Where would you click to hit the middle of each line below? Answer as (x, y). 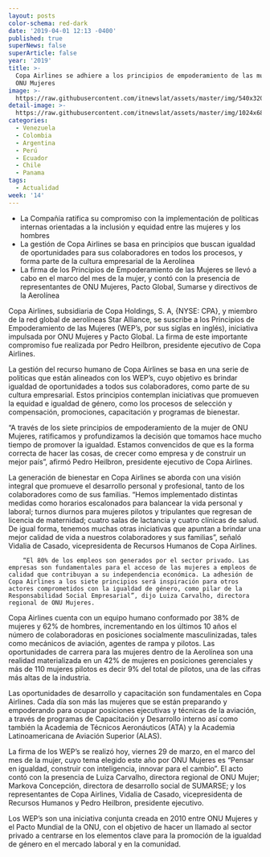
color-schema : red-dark (48, 23)
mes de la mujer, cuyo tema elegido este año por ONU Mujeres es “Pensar (131, 760)
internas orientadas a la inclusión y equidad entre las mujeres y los (130, 227)
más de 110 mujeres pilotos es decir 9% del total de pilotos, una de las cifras (135, 669)
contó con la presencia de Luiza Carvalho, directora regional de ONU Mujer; (134, 777)
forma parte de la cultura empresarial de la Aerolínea (107, 261)
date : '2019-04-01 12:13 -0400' (62, 31)
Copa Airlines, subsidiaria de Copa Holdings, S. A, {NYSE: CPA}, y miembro (133, 311)
